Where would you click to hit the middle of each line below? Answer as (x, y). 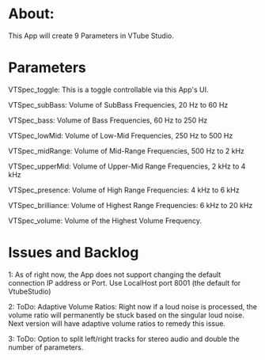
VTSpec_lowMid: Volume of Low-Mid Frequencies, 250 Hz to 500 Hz (121, 135)
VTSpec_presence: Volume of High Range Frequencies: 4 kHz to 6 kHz (124, 190)
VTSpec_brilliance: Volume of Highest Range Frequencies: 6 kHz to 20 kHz (131, 205)
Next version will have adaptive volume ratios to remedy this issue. (117, 323)
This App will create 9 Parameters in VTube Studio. (91, 36)
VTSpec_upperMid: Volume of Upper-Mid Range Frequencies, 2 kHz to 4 (127, 166)
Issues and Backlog (74, 253)
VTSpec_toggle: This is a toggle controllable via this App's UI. (108, 89)
